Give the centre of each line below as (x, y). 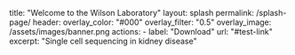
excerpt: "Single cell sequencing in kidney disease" (103, 41)
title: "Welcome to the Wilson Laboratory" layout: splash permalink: (132, 13)
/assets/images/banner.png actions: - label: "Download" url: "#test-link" (141, 31)
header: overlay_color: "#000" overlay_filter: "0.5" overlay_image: (152, 22)
